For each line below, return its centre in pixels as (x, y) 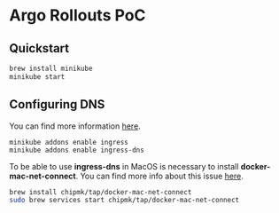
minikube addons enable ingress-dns (77, 150)
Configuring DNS (57, 104)
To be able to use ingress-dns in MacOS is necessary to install (124, 166)
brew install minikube (51, 68)
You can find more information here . (75, 126)
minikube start (37, 76)
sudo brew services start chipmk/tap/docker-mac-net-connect (124, 201)
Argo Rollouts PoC (77, 16)
